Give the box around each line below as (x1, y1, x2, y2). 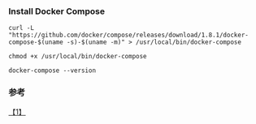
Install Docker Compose (8, 6, 106, 17)
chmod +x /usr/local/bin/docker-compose (8, 53, 148, 61)
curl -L (8, 24, 35, 32)
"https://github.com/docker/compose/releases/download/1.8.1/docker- (8, 31, 249, 40)
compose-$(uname (8, 38, 63, 46)
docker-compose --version (8, 66, 96, 75)
